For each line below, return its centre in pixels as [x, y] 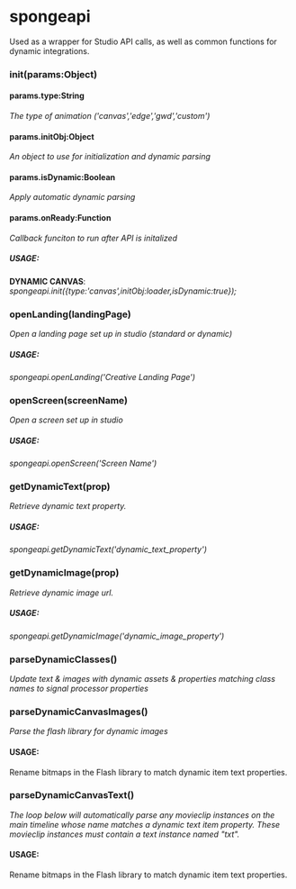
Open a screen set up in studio [66, 420]
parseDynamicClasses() [63, 659]
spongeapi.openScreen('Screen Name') [83, 463]
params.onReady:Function [60, 218]
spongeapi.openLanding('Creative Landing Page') [103, 376]
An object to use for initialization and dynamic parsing [110, 157]
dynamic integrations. [49, 50]
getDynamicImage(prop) [64, 573]
